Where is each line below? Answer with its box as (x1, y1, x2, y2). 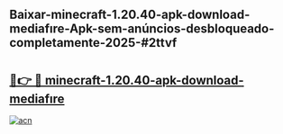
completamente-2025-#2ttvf (9, 35, 178, 50)
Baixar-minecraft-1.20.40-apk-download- (9, 7, 251, 22)
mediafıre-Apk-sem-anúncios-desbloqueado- (9, 22, 275, 37)
